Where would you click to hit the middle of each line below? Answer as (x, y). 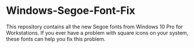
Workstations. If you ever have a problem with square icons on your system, (97, 32)
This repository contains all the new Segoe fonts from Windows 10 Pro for (94, 27)
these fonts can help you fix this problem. (56, 39)
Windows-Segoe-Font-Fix (71, 11)
